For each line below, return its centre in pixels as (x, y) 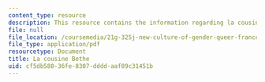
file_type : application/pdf (54, 45)
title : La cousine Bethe (49, 59)
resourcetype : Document (47, 52)
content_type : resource (47, 15)
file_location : (33, 37)
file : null (26, 30)
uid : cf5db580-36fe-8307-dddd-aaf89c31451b (81, 66)
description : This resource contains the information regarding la (121, 23)
